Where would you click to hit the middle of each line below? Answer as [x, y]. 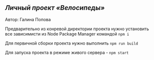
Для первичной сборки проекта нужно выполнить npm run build [72, 43]
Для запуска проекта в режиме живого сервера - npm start [67, 52]
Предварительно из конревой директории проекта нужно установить [77, 29]
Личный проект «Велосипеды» [55, 8]
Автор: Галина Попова [28, 19]
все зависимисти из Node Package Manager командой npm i [67, 34]
